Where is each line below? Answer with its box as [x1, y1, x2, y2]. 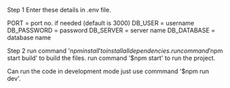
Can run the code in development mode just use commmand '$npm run [7, 68, 209, 75]
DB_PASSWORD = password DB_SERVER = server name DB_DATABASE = [7, 27, 216, 34]
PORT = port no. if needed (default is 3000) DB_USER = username [7, 19, 194, 27]
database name [7, 33, 51, 42]
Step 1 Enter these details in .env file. [7, 6, 111, 14]
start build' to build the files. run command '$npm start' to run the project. [7, 54, 216, 62]
